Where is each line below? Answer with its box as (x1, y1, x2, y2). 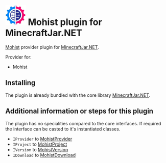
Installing (5, 78, 36, 87)
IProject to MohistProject (12, 141, 67, 147)
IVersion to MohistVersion (12, 146, 68, 152)
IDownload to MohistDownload (12, 152, 76, 158)
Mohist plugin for (28, 16, 102, 28)
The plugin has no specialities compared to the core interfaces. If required (5, 120, 161, 126)
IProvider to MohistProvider (12, 135, 73, 142)
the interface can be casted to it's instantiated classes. (5, 126, 121, 132)
